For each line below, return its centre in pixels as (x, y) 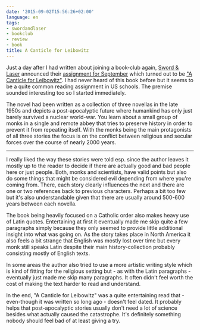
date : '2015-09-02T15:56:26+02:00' (50, 12)
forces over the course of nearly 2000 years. (61, 142)
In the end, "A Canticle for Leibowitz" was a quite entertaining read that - (95, 295)
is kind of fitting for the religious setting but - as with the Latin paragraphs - (99, 271)
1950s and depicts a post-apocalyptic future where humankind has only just (99, 110)
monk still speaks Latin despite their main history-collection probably (91, 247)
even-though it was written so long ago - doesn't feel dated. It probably (94, 301)
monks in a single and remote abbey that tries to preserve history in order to (99, 123)
